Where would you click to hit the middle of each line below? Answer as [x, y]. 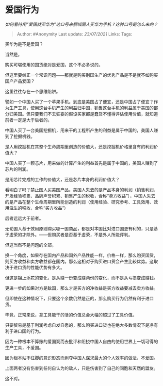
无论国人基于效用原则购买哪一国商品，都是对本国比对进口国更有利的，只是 [79, 228]
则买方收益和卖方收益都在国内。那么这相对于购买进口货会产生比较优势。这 [79, 261]
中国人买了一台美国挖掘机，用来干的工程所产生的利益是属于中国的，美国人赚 [81, 130]
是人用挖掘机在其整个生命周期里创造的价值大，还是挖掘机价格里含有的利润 [79, 147]
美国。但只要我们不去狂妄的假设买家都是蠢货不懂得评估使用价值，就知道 [86, 114]
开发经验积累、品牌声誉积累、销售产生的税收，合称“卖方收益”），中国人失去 [80, 196]
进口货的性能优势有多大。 [39, 267]
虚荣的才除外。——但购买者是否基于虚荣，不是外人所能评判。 [71, 235]
